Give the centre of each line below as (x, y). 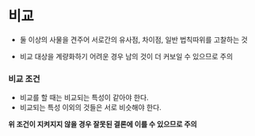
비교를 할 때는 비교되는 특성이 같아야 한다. (84, 98)
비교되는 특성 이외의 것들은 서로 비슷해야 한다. (91, 108)
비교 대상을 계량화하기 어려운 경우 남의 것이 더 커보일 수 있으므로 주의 (126, 56)
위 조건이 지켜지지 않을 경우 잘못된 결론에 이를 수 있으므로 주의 (103, 124)
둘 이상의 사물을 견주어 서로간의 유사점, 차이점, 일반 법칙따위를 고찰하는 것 (133, 40)
